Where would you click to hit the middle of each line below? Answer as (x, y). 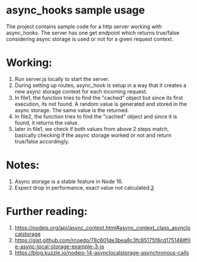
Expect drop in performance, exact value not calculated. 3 (84, 187)
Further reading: (47, 211)
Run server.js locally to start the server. (62, 79)
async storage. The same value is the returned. (72, 110)
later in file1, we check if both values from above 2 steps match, (92, 129)
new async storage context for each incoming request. (81, 91)
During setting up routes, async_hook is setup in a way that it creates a (101, 85)
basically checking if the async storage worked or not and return (93, 135)
